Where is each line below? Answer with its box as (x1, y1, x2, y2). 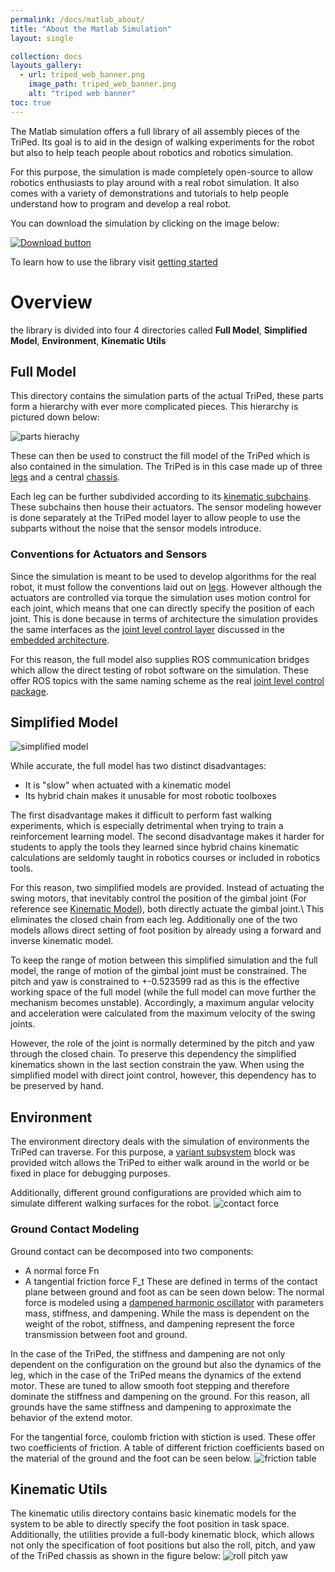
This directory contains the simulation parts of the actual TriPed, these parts (10, 390, 324, 402)
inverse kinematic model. (10, 935, 114, 947)
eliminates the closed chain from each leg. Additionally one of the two (10, 914, 298, 926)
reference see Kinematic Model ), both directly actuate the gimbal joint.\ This (10, 903, 325, 915)
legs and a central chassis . (10, 471, 121, 483)
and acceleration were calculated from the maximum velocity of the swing (10, 1007, 316, 1020)
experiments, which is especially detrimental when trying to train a (10, 820, 284, 832)
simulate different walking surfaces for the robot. (10, 1197, 212, 1210)
